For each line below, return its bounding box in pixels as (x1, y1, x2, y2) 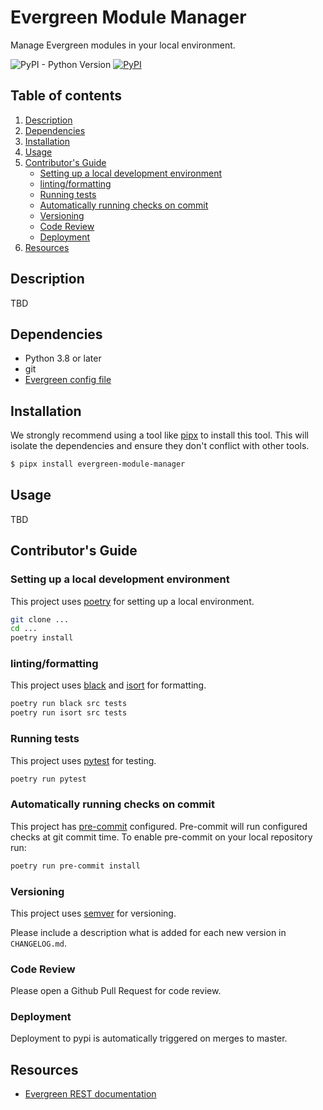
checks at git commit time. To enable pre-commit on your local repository (10, 831, 313, 843)
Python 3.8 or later (24, 352, 102, 365)
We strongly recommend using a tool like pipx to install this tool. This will (10, 429, 309, 441)
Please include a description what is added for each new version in (10, 926, 287, 938)
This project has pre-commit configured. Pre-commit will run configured (10, 820, 308, 832)
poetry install (10, 633, 74, 643)
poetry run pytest (10, 774, 87, 784)
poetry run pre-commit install (10, 861, 141, 871)
